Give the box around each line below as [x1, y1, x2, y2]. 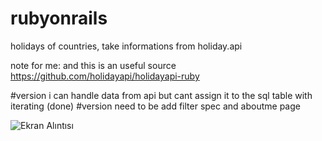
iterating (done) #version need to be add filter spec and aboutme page [10, 100, 301, 112]
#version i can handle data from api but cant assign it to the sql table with [10, 89, 313, 101]
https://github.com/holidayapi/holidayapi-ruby [10, 70, 200, 82]
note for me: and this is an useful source [10, 59, 177, 71]
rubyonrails [10, 7, 108, 30]
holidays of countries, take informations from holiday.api [10, 40, 243, 52]
